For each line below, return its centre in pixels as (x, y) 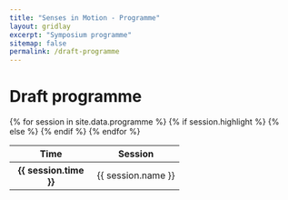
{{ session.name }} (136, 175)
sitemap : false (38, 43)
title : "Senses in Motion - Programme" (85, 18)
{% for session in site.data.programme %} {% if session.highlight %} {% (144, 122)
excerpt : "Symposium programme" (70, 35)
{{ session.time (51, 171)
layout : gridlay (40, 26)
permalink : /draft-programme (65, 52)
